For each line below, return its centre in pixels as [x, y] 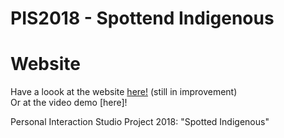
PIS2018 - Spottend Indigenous [142, 18]
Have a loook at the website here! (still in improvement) [124, 92]
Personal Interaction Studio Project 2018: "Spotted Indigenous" [140, 122]
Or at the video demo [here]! [69, 103]
